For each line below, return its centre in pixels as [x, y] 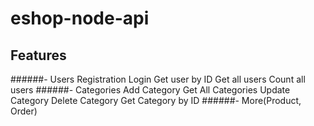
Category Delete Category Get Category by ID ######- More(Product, [156, 100]
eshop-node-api [80, 18]
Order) [24, 111]
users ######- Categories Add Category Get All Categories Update [150, 90]
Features [38, 55]
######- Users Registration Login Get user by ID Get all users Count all [158, 79]
